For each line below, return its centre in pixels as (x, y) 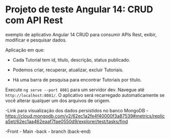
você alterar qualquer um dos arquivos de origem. (58, 101)
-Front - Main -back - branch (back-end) (48, 131)
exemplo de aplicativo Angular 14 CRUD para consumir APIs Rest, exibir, (81, 34)
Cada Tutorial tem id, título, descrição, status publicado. (71, 59)
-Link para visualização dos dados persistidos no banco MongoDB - (77, 110)
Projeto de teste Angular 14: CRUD (79, 9)
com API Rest (34, 20)
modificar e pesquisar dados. (36, 40)
